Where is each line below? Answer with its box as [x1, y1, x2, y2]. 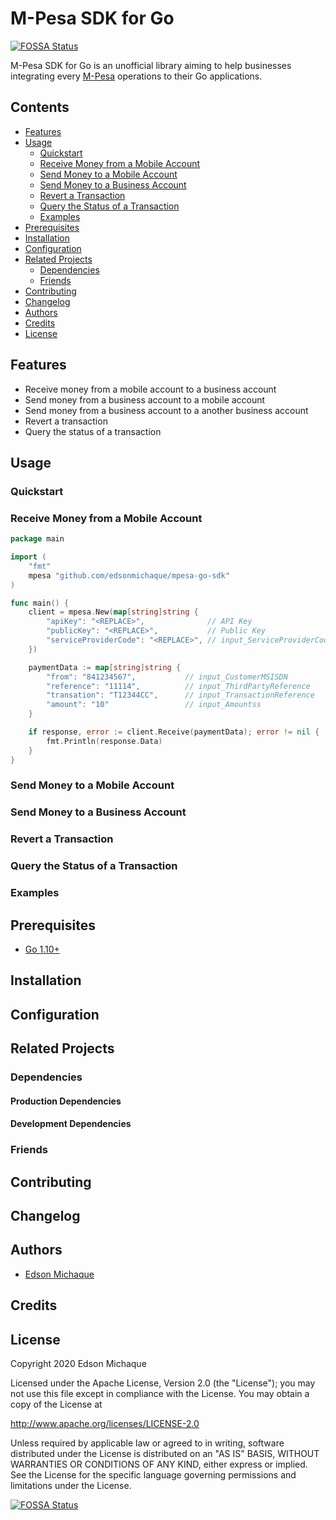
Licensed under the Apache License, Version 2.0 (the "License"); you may [10, 1377, 316, 1389]
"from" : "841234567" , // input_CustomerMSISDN [46, 672, 288, 682]
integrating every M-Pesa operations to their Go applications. [10, 70, 263, 82]
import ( [10, 552, 47, 562]
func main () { [10, 598, 70, 608]
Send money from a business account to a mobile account [24, 393, 266, 406]
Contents [10, 99, 70, 116]
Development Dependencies [10, 1118, 132, 1130]
